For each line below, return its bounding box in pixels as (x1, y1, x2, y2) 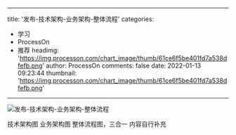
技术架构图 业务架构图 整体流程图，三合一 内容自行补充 (7, 120, 166, 128)
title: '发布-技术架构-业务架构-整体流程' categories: (7, 15, 155, 23)
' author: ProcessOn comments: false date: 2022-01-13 (41, 61, 202, 70)
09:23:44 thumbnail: (17, 69, 77, 77)
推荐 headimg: (17, 46, 60, 54)
